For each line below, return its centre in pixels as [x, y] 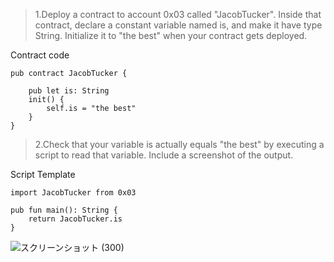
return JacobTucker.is [75, 219]
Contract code [40, 55]
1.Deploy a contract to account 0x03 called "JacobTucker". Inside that [178, 14]
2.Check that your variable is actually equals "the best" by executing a [179, 144]
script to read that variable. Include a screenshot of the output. [164, 155]
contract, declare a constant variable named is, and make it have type [178, 25]
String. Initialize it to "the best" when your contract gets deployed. [171, 35]
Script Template [43, 174]
